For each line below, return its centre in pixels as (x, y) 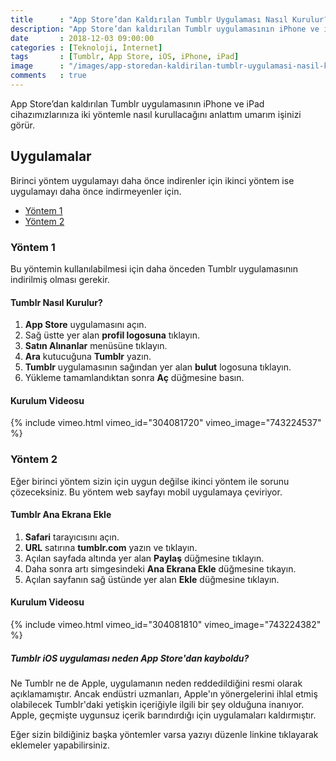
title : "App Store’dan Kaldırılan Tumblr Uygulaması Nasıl (149, 19)
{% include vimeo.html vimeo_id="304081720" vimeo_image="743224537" (166, 423)
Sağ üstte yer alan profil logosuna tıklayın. (112, 335)
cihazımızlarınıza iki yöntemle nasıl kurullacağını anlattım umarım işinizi (156, 114)
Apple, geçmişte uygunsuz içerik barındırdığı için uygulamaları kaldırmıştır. (163, 715)
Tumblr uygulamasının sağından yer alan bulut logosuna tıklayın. (158, 367)
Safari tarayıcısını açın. (72, 537)
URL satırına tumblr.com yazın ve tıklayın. (111, 547)
